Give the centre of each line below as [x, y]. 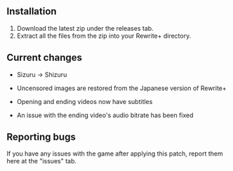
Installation [32, 12]
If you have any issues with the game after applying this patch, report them [115, 154]
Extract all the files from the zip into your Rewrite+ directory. [104, 36]
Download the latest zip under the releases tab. [85, 28]
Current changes [44, 58]
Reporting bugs [41, 137]
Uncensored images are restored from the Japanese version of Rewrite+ [122, 88]
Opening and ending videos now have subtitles [85, 101]
